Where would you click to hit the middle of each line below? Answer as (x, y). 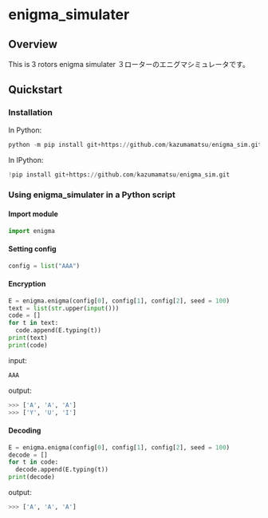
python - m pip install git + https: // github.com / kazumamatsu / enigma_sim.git (135, 144)
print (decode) (32, 477)
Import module (33, 214)
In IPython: (26, 160)
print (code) (28, 345)
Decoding (25, 431)
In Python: (25, 130)
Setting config (33, 249)
